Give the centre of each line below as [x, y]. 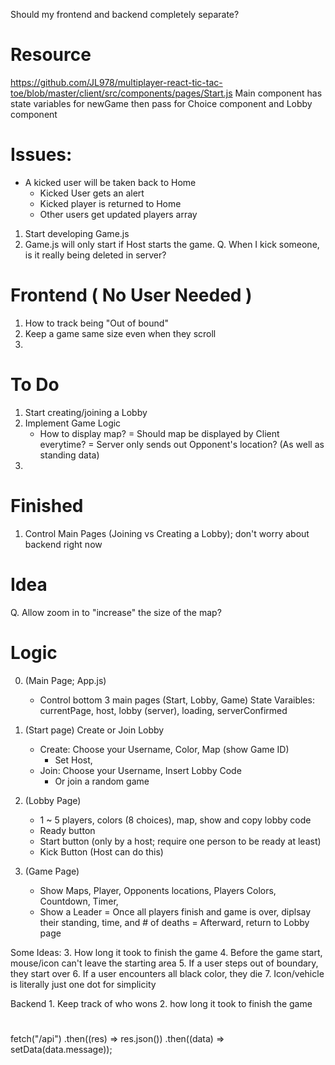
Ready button [67, 830]
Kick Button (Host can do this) [101, 851]
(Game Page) [52, 871]
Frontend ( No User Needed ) [131, 295]
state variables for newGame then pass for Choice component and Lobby [161, 103]
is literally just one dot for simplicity [83, 984]
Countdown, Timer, [79, 901]
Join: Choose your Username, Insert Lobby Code [140, 770]
